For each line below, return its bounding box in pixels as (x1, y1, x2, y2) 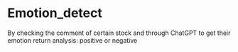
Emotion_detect (7, 5, 103, 21)
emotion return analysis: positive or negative (7, 36, 138, 44)
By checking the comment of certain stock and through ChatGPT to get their (7, 28, 231, 37)
